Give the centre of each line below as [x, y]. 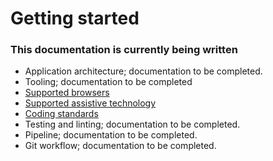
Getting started [75, 18]
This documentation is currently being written [124, 50]
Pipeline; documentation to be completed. [111, 135]
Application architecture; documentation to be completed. [143, 71]
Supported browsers [67, 93]
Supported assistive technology [90, 103]
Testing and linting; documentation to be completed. [132, 124]
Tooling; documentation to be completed [108, 82]
